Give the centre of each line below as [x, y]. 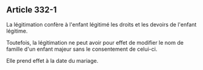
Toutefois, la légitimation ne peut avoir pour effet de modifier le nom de [95, 42]
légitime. [17, 31]
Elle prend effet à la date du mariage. [52, 60]
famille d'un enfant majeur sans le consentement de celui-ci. [82, 49]
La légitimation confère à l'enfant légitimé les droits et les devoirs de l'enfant [101, 24]
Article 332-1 [32, 10]
